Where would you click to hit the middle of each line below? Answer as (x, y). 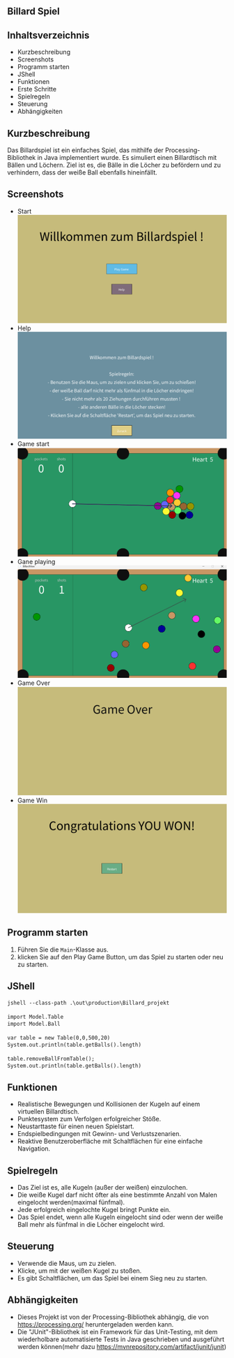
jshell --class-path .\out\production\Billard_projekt (88, 1003)
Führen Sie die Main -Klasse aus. (63, 950)
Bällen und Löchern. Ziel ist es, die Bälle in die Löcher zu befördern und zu (114, 165)
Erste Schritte (37, 89)
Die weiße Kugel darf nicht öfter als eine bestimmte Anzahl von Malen (117, 1195)
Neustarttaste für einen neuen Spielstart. (76, 1126)
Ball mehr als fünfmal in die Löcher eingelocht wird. (91, 1224)
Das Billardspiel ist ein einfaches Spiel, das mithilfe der (85, 150)
